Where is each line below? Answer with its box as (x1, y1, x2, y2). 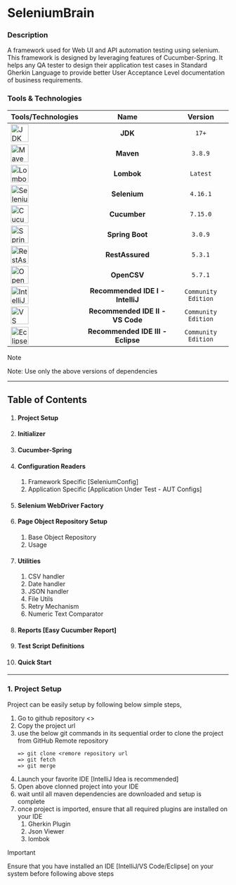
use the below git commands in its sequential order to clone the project (17, 729, 223, 737)
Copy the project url (17, 721, 76, 730)
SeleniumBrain (7, 5, 95, 21)
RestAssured (105, 249, 150, 259)
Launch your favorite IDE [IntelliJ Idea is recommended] (17, 774, 179, 783)
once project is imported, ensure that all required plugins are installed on (17, 805, 228, 813)
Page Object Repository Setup (17, 517, 107, 526)
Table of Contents (7, 394, 88, 406)
